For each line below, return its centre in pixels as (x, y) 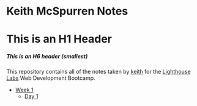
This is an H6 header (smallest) (47, 56)
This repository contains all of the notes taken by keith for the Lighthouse (98, 72)
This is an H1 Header (59, 39)
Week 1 (24, 90)
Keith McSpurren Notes (67, 11)
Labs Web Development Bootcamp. (51, 78)
